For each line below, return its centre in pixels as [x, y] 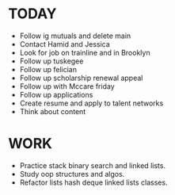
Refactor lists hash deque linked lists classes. [93, 182]
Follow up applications [56, 94]
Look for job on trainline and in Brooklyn [85, 52]
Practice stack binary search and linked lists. [93, 165]
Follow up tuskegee [51, 61]
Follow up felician [48, 69]
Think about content [53, 111]
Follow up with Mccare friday [67, 86]
